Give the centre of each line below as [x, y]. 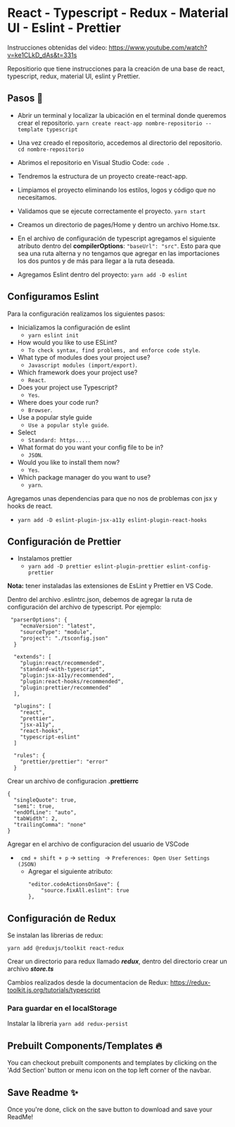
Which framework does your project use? [77, 372]
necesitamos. [37, 197]
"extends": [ [33, 657]
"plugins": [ [33, 707]
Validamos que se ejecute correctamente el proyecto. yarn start [112, 211]
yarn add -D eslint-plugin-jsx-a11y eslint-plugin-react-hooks [112, 520]
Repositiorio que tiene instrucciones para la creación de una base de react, [116, 68]
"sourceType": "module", [56, 633]
